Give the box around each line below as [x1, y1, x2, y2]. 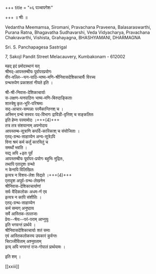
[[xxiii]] [5, 264, 20, 269]
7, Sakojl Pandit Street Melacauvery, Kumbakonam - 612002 [5, 54, 126, 59]
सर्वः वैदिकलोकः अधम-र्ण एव [5, 189, 47, 195]
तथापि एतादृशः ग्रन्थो [5, 161, 35, 167]
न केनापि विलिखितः [5, 167, 34, 173]
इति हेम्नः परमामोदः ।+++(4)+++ [5, 117, 60, 123]
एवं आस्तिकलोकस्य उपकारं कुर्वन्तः [5, 233, 57, 239]
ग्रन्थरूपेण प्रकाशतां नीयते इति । [5, 80, 53, 85]
